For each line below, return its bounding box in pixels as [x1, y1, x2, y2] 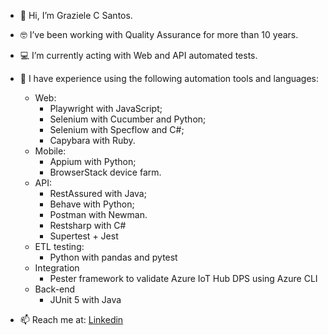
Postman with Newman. [49, 209, 148, 220]
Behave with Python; [49, 198, 135, 210]
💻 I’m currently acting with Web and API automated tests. [19, 50, 258, 61]
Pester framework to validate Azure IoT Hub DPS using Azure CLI [49, 273, 318, 284]
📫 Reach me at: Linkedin [19, 314, 124, 325]
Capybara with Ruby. [49, 135, 136, 146]
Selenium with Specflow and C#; [49, 124, 185, 135]
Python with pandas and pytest [49, 251, 178, 263]
